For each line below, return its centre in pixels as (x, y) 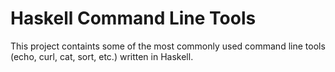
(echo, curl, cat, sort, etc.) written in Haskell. (102, 56)
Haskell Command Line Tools (133, 18)
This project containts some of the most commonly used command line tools (168, 46)
